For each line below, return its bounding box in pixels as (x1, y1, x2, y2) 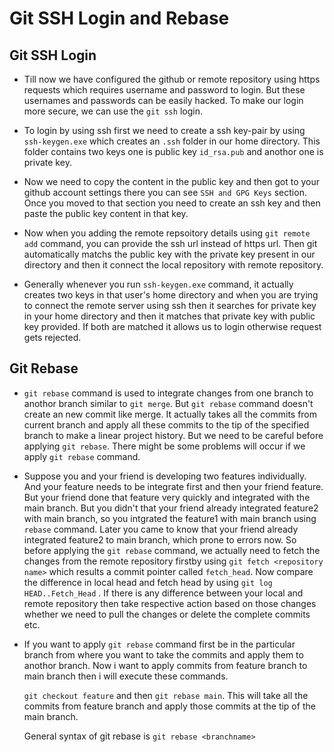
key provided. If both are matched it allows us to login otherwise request (23, 321, 322, 332)
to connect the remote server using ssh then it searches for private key (23, 300, 317, 311)
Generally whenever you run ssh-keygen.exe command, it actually (23, 278, 294, 290)
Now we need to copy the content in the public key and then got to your (23, 176, 321, 187)
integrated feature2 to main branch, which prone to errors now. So (23, 533, 297, 546)
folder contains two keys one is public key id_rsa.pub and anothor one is (23, 146, 324, 157)
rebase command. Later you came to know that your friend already (23, 523, 299, 535)
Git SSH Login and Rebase (9, 7, 230, 30)
